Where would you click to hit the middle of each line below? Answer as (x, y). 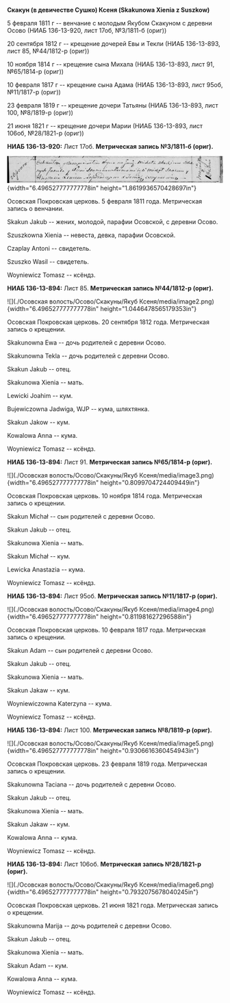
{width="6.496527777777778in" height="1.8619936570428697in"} (102, 188)
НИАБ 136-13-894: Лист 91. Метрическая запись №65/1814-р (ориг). (110, 462)
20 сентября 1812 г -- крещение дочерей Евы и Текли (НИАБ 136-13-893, (114, 44)
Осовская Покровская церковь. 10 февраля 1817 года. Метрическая (106, 630)
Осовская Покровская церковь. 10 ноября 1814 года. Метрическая (105, 495)
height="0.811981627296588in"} (146, 617)
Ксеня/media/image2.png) (177, 301)
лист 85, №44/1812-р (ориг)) (48, 51)
